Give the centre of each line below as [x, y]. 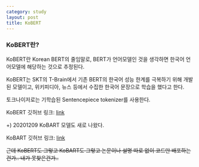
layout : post [22, 17]
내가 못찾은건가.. [39, 158]
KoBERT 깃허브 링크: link [35, 112]
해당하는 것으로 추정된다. [56, 66]
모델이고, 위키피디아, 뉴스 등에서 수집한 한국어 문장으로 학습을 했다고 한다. [98, 87]
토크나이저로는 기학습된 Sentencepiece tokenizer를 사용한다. [78, 99]
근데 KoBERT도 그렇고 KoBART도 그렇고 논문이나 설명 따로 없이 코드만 [88, 150]
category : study [26, 12]
